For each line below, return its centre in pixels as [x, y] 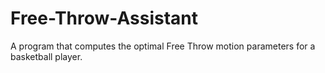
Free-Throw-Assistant [104, 18]
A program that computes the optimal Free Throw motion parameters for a [163, 46]
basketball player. [46, 56]
